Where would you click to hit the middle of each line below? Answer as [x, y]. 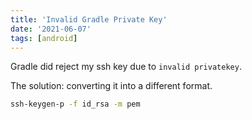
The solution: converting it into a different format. [111, 86]
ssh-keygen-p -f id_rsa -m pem [75, 104]
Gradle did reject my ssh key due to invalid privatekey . [126, 67]
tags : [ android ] [44, 38]
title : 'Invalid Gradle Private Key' [89, 19]
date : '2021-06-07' [51, 29]
